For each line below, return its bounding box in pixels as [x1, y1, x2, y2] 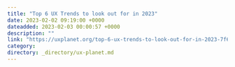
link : [7, 36, 23, 43]
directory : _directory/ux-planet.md [7, 50, 114, 57]
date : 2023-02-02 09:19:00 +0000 [7, 17, 105, 24]
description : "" [7, 29, 55, 37]
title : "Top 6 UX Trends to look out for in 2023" [7, 10, 158, 17]
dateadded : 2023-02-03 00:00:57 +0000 [7, 23, 120, 30]
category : [7, 43, 36, 50]
